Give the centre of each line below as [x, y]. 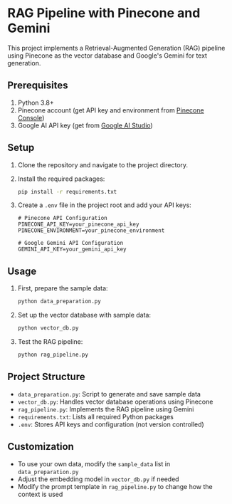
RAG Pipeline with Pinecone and [104, 13]
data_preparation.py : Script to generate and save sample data [109, 394]
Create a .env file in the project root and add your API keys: [105, 205]
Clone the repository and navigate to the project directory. [103, 164]
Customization [41, 447]
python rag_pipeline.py [53, 355]
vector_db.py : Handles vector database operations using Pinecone [115, 401]
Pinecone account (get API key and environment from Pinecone [111, 110]
